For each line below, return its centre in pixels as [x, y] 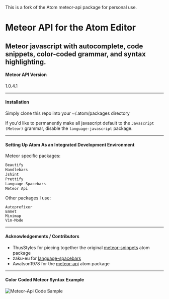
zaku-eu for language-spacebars [47, 258]
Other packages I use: [28, 198]
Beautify [14, 165]
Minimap [13, 216]
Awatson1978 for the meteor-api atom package [61, 263]
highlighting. [26, 62]
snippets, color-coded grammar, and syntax [75, 54]
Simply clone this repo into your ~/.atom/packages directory [67, 113]
